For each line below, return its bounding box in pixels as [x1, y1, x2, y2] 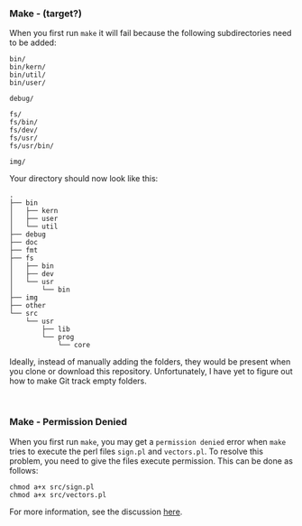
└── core [57, 341, 91, 350]
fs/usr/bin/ [9, 142, 54, 151]
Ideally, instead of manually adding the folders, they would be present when [9, 356, 291, 367]
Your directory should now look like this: [9, 173, 159, 184]
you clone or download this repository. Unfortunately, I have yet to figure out [9, 366, 293, 377]
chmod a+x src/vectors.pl [9, 490, 106, 499]
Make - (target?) [9, 7, 83, 20]
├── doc [9, 238, 39, 247]
